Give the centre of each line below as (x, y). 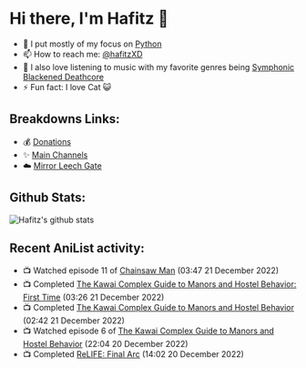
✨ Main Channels (55, 155)
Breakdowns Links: (65, 119)
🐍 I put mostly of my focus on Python (92, 44)
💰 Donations (46, 141)
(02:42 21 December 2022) (74, 321)
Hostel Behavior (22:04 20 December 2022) (105, 344)
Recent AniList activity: (77, 248)
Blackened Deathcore (63, 77)
